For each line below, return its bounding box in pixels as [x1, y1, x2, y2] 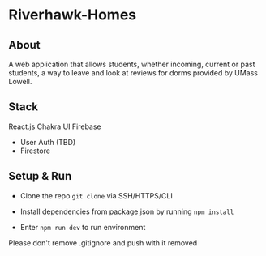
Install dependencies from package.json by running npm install [19, 207, 234, 216]
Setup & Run [8, 169, 72, 183]
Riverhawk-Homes [8, 6, 136, 24]
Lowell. [8, 77, 32, 86]
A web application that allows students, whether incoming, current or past [8, 59, 255, 69]
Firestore [19, 146, 51, 156]
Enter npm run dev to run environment [19, 222, 146, 232]
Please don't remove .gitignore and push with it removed [8, 237, 198, 248]
